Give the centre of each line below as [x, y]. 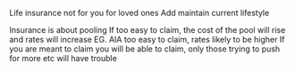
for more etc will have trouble [63, 58]
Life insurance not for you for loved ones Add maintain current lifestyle [139, 13]
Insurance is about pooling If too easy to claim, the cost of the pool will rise [147, 30]
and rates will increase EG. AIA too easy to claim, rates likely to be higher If [147, 39]
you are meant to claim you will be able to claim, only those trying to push [145, 49]
